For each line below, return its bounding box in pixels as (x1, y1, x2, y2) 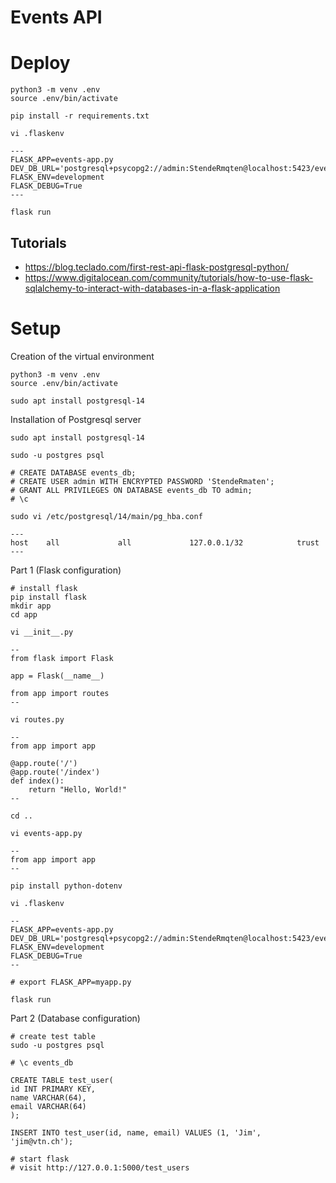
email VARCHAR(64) (10, 1101, 87, 1111)
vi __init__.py (10, 627, 74, 637)
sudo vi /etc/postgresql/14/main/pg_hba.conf (10, 511, 203, 521)
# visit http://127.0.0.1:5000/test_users (10, 1162, 190, 1173)
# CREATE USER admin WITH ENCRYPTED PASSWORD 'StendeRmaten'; (10, 476, 275, 486)
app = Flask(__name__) (10, 671, 105, 681)
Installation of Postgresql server (10, 413, 142, 425)
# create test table (10, 1031, 97, 1041)
